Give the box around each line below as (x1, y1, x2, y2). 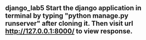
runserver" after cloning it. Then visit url (5, 19, 134, 28)
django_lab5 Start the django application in (5, 4, 142, 12)
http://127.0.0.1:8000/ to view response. (5, 27, 133, 36)
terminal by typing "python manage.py (5, 12, 129, 20)
